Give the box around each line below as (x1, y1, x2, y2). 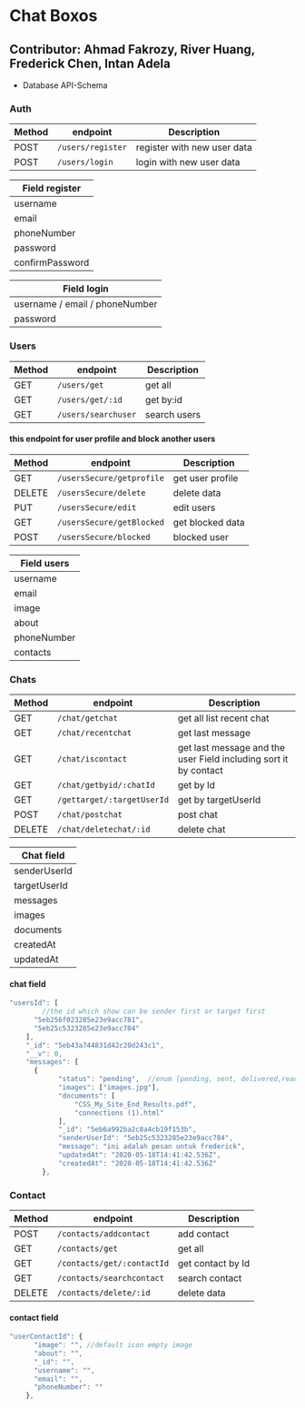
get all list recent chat (177, 712, 270, 724)
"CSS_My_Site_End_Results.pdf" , (74, 1099, 197, 1108)
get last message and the (177, 742, 286, 754)
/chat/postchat (57, 810, 123, 820)
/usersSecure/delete (57, 487, 146, 497)
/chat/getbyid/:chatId (57, 780, 156, 791)
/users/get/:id (57, 394, 123, 405)
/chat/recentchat (57, 728, 133, 738)
